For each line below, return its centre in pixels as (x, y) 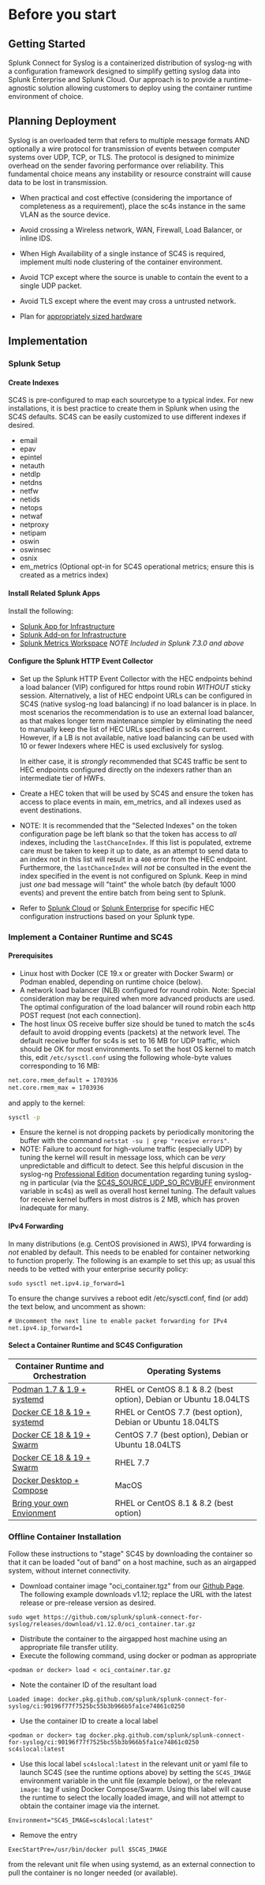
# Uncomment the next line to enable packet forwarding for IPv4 (118, 1321)
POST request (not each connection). (80, 1015)
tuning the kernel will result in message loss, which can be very (123, 1157)
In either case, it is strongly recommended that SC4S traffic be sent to (133, 761)
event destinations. (50, 810)
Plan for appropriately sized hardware (81, 316)
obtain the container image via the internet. (90, 1806)
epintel (31, 457)
